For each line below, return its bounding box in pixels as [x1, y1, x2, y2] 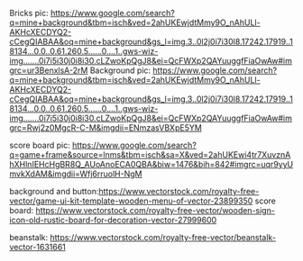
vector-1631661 [9, 242, 66, 252]
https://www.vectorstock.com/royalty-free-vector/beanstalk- [49, 232, 277, 242]
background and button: [9, 186, 99, 196]
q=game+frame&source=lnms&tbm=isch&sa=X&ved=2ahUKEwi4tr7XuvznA [9, 149, 291, 160]
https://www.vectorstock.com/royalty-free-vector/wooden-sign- [35, 205, 275, 215]
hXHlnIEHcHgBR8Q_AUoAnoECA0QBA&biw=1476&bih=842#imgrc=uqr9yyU [9, 159, 294, 169]
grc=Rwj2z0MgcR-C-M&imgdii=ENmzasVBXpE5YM [9, 122, 203, 133]
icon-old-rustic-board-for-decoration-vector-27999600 [9, 215, 217, 225]
